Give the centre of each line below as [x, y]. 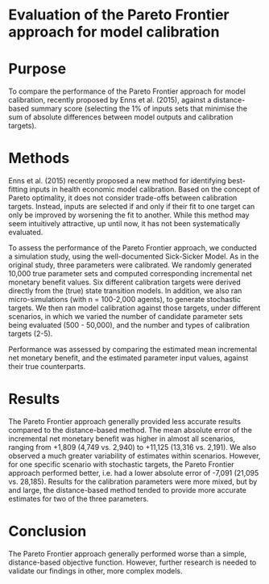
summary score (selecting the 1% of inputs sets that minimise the [139, 109]
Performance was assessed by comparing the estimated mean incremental [133, 350]
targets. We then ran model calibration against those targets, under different [134, 308]
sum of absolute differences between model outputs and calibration [121, 117]
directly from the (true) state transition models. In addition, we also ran [125, 291]
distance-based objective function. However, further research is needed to [132, 562]
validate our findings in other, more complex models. [95, 570]
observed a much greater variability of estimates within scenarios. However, [134, 456]
